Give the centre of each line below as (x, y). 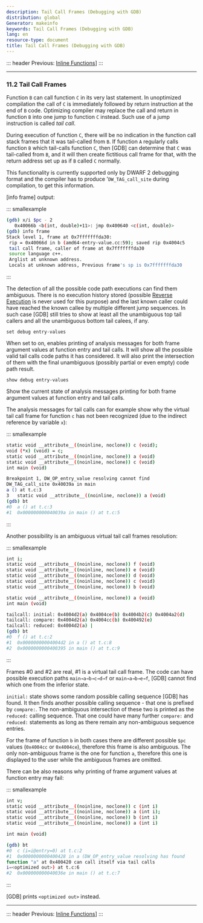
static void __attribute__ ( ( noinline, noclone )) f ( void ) (81, 565)
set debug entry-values (36, 332)
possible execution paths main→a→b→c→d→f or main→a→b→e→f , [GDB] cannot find (101, 678)
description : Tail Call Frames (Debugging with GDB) (74, 12)
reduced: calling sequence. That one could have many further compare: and (100, 716)
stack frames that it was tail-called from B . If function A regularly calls (92, 142)
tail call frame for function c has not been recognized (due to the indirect (97, 416)
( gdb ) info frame (28, 231)
